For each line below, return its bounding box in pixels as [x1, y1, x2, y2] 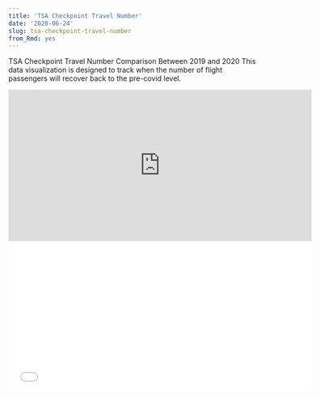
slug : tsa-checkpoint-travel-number [8, 27, 132, 35]
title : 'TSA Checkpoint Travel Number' [8, 11, 143, 20]
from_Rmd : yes [8, 34, 57, 43]
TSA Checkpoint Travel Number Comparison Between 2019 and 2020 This [8, 57, 256, 66]
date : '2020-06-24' [8, 19, 74, 27]
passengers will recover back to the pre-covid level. [8, 73, 182, 83]
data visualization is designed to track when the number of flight [8, 65, 223, 75]
